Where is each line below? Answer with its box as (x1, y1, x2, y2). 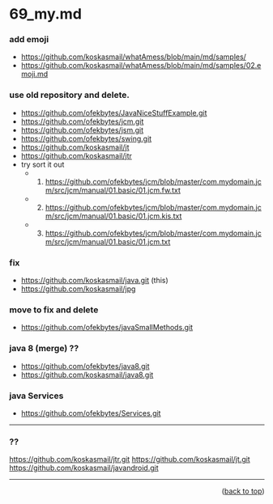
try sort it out (20, 159, 65, 169)
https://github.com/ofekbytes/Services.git (20, 408, 161, 417)
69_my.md (9, 5, 82, 23)
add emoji (9, 34, 49, 45)
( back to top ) (221, 486, 265, 496)
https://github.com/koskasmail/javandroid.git (9, 463, 159, 473)
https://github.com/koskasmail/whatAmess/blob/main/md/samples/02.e (20, 61, 262, 70)
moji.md (20, 70, 49, 79)
